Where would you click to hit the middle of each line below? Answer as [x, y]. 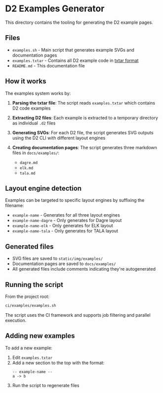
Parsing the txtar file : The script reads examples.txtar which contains [84, 103]
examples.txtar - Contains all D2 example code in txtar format [75, 60]
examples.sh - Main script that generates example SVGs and [73, 50]
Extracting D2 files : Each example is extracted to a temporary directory [85, 117]
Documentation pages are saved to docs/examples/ [64, 264]
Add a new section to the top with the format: [58, 363]
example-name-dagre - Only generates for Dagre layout [67, 221]
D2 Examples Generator [55, 9]
